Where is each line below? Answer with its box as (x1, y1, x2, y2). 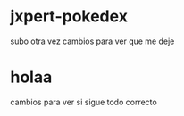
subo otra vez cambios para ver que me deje (10, 36, 175, 46)
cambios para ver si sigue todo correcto (10, 96, 157, 107)
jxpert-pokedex (10, 6, 129, 27)
